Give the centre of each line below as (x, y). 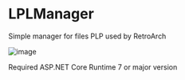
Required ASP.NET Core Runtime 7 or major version (93, 67)
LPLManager (51, 14)
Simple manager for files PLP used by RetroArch (87, 36)
